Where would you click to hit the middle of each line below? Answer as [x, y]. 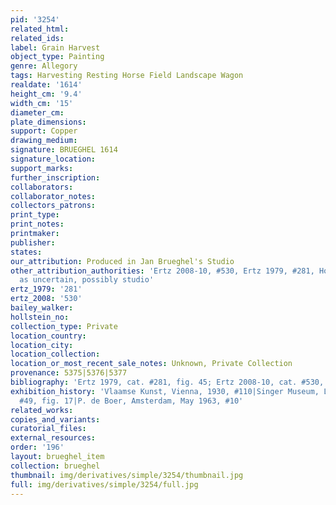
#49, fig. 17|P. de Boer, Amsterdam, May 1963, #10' [131, 401]
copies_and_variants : [55, 419]
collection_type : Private [64, 326]
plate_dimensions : [48, 122]
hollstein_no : [40, 317]
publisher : [33, 242]
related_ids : [37, 38]
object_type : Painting [57, 57]
